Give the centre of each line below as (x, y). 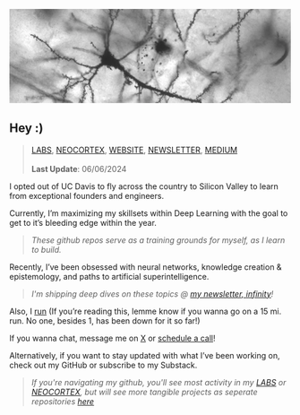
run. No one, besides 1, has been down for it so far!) (105, 320)
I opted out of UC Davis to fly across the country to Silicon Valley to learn (144, 186)
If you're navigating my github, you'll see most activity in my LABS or (159, 382)
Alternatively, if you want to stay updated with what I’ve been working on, (145, 355)
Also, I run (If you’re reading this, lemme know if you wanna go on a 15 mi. (146, 311)
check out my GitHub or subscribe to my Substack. (103, 365)
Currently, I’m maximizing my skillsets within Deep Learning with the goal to (149, 213)
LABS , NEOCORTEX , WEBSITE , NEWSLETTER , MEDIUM (134, 150)
